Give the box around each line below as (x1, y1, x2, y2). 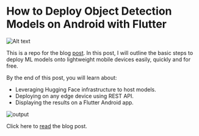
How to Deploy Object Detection (6, 4, 172, 18)
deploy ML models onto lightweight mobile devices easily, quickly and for (6, 55, 191, 63)
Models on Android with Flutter (6, 17, 167, 31)
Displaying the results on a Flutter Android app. (15, 99, 134, 106)
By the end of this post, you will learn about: (6, 74, 117, 81)
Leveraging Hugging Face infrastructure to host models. (15, 85, 157, 93)
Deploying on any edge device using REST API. (15, 92, 134, 99)
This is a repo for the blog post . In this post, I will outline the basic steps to (6, 49, 194, 56)
